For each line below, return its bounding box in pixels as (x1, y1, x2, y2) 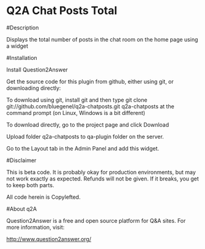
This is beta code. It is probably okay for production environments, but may (6, 168, 196, 176)
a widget (6, 42, 29, 50)
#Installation (6, 54, 38, 61)
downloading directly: (6, 84, 61, 92)
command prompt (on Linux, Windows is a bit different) (6, 109, 146, 116)
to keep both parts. (6, 181, 54, 188)
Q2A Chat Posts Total (6, 4, 117, 18)
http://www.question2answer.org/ (6, 235, 92, 242)
